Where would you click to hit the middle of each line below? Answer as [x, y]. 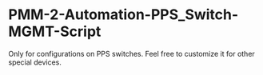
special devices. [35, 62]
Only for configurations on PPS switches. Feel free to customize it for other [132, 53]
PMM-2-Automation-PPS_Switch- [124, 15]
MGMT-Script [55, 32]
